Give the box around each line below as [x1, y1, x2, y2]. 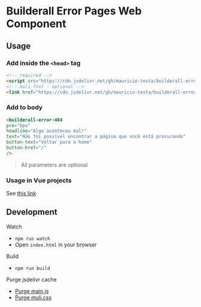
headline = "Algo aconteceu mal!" [6, 128, 87, 134]
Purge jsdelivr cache [6, 276, 57, 283]
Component [6, 17, 67, 31]
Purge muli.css [14, 294, 52, 301]
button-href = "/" [6, 145, 47, 151]
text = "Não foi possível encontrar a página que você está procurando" [6, 134, 186, 140]
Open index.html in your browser [14, 241, 98, 248]
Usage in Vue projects [6, 176, 72, 184]
